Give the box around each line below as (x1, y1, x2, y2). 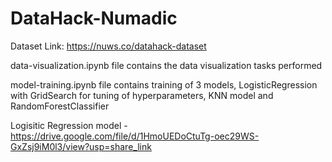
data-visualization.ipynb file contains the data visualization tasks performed (10, 59, 323, 71)
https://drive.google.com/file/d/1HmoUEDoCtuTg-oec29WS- (10, 130, 260, 142)
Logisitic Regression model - (10, 119, 128, 131)
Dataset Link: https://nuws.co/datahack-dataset (10, 40, 207, 52)
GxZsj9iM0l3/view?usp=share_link (10, 140, 152, 152)
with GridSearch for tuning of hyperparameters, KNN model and (10, 89, 274, 101)
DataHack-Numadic (10, 7, 178, 30)
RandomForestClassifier (10, 100, 110, 112)
